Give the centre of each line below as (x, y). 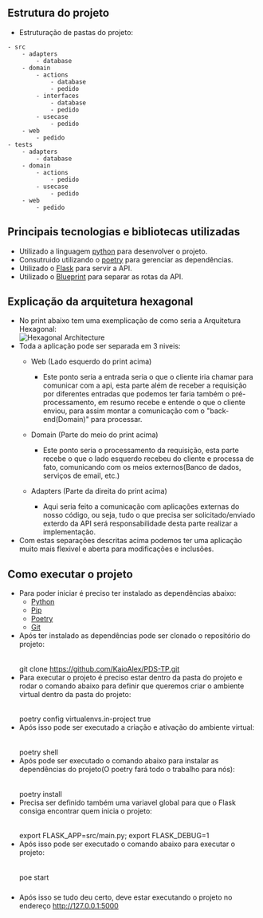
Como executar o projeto (70, 574)
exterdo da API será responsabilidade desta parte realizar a (140, 524)
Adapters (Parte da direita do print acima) (99, 491)
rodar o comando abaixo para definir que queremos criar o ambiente (131, 686)
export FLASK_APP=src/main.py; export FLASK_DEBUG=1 (114, 836)
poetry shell (39, 752)
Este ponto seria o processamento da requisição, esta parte (141, 451)
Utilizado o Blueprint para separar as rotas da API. (101, 276)
